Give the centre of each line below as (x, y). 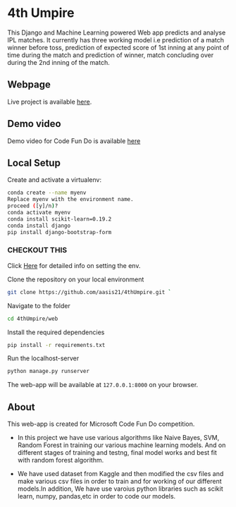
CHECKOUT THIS (37, 250)
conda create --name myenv (47, 193)
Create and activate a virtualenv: (55, 180)
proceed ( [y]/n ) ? (33, 206)
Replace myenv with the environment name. (70, 200)
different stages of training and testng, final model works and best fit (117, 453)
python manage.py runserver (49, 372)
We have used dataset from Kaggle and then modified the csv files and (120, 474)
